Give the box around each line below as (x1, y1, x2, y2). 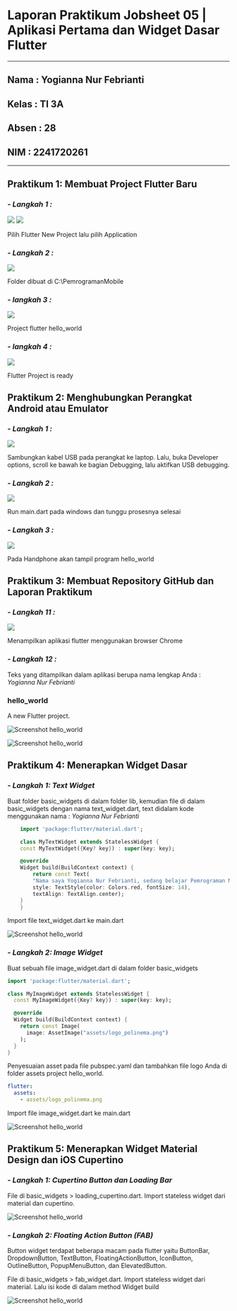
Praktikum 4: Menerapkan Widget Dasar (7, 759, 188, 771)
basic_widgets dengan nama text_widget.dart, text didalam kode (7, 804, 195, 812)
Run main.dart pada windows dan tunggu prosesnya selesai (7, 508, 181, 516)
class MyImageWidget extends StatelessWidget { (7, 990, 150, 997)
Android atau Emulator (7, 402, 109, 414)
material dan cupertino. (7, 1199, 75, 1207)
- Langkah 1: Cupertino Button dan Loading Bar (7, 1175, 173, 1185)
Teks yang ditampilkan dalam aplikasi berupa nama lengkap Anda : (7, 670, 201, 679)
